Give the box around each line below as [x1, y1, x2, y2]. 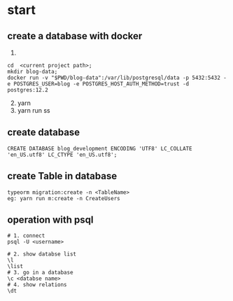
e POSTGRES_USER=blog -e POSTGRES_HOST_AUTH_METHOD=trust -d [7, 80, 190, 87]
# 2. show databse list [7, 251, 77, 258]
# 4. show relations [7, 281, 68, 288]
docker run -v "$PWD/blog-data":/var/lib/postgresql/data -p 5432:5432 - [7, 74, 227, 81]
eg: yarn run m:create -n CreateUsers [7, 195, 120, 202]
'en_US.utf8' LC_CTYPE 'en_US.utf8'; [7, 151, 118, 158]
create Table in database [7, 170, 118, 182]
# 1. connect [7, 232, 45, 239]
